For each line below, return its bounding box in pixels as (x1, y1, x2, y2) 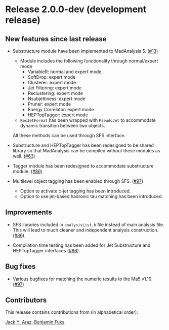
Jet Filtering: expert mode (27, 85, 82, 91)
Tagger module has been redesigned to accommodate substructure (12, 163, 154, 169)
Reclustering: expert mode (27, 90, 83, 96)
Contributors (5, 296, 47, 305)
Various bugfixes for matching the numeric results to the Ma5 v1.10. (12, 276, 153, 282)
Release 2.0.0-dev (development (5, 4, 147, 15)
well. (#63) (12, 153, 35, 159)
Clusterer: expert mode (27, 80, 76, 85)
